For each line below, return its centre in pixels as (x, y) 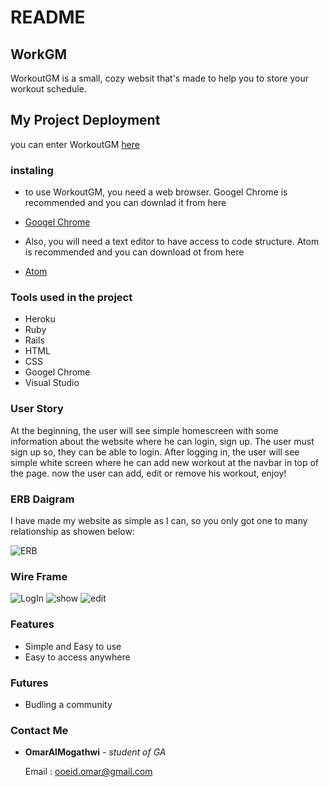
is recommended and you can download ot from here (134, 252)
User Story (37, 409)
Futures (29, 683)
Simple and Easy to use (73, 646)
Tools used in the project (71, 298)
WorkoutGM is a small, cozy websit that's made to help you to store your (159, 78)
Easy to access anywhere (77, 657)
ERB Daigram (42, 499)
